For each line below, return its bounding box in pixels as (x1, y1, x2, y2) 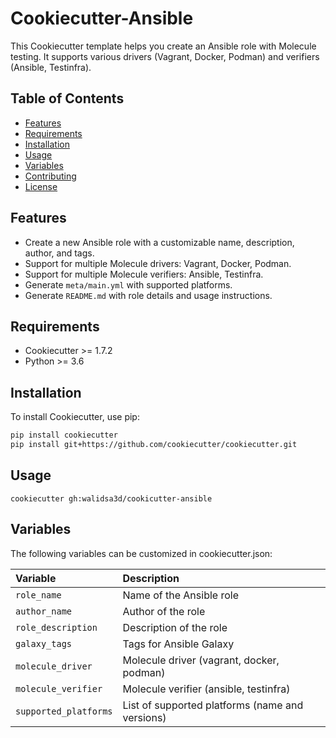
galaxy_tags (15, 638, 73, 649)
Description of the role (122, 620, 228, 634)
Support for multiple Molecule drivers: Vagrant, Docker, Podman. (24, 257, 292, 269)
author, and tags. (24, 247, 95, 259)
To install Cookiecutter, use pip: (10, 411, 140, 423)
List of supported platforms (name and (122, 698, 304, 712)
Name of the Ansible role (122, 588, 239, 602)
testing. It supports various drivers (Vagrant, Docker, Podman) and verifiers (10, 50, 320, 62)
